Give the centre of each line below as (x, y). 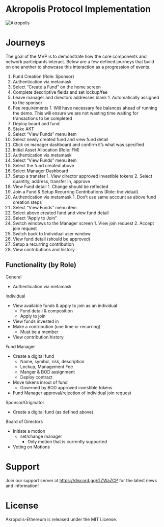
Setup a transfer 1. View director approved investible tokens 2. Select (82, 176)
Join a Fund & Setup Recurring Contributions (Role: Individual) (75, 191)
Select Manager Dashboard (40, 171)
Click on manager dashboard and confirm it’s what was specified (78, 145)
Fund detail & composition (46, 311)
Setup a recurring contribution (43, 244)
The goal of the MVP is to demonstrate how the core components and (76, 56)
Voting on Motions (31, 447)
